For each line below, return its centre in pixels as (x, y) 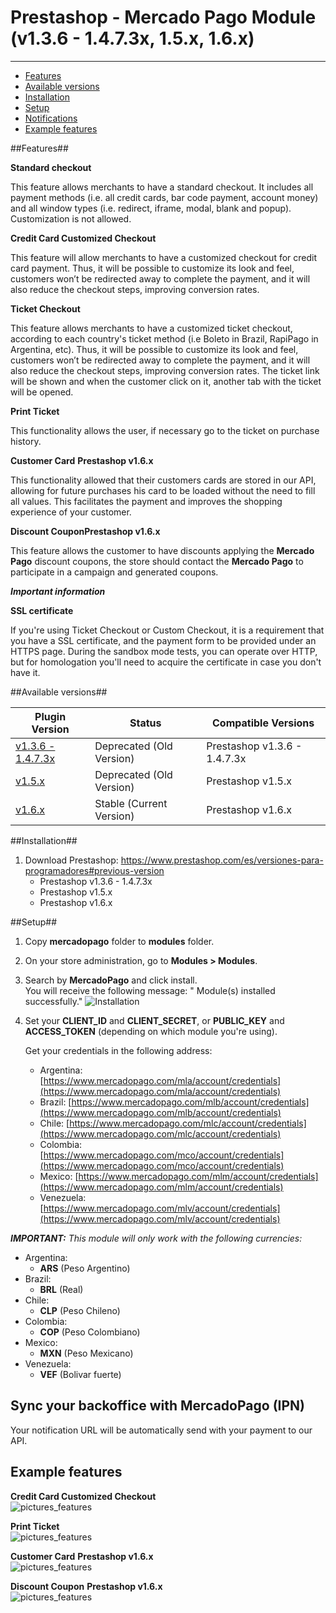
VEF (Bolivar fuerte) (80, 1374)
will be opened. (42, 392)
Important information (58, 591)
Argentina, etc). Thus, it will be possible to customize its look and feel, (154, 349)
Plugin (50, 716)
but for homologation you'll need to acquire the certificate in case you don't (166, 662)
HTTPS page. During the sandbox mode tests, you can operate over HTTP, (164, 651)
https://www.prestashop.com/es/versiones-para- (222, 860)
